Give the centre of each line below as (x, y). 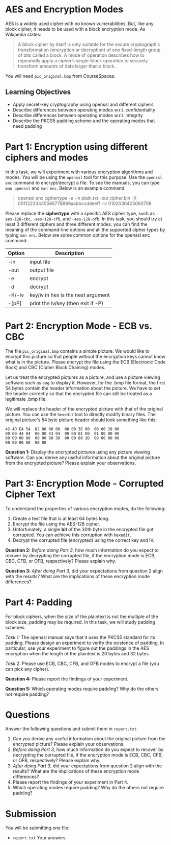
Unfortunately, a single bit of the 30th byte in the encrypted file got (83, 529)
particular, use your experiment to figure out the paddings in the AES (77, 648)
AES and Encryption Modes (64, 9)
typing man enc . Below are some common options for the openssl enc (78, 235)
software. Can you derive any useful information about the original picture (83, 457)
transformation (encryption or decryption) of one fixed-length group (89, 50)
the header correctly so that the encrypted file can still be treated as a (79, 393)
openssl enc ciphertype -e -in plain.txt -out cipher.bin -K (77, 198)
